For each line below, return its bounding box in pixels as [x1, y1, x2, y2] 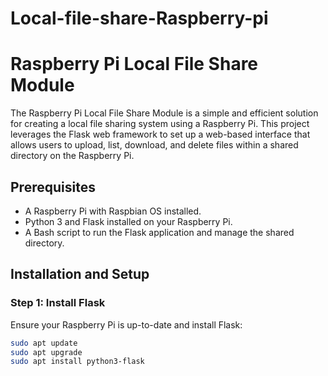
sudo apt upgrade [10, 347, 83, 357]
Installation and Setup [10, 266, 150, 283]
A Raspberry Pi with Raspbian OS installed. [24, 205, 202, 217]
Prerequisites [10, 178, 96, 196]
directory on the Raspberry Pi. [10, 150, 135, 162]
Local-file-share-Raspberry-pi [10, 7, 269, 30]
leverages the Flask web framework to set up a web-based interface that [10, 128, 311, 141]
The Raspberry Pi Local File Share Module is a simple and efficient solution [10, 107, 319, 119]
